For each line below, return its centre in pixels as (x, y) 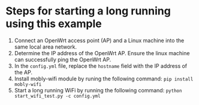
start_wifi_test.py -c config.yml (57, 96)
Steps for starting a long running (88, 11)
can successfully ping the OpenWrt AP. (63, 59)
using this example (54, 24)
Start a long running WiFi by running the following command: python (98, 90)
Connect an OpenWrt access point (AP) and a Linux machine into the (99, 40)
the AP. (23, 72)
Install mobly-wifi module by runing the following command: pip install (104, 79)
